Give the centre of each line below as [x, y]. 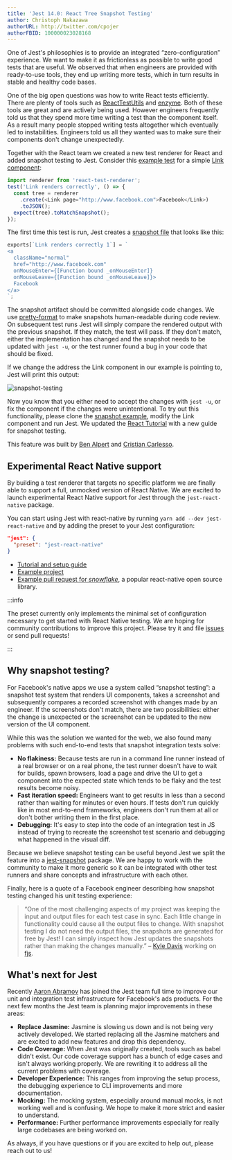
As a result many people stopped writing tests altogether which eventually [113, 125]
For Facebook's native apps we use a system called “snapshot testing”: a [111, 687]
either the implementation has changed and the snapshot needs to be [106, 339]
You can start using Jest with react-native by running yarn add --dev [106, 518]
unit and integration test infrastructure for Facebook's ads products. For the [115, 999]
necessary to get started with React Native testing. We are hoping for [106, 621]
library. [27, 587]
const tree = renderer [46, 193]
